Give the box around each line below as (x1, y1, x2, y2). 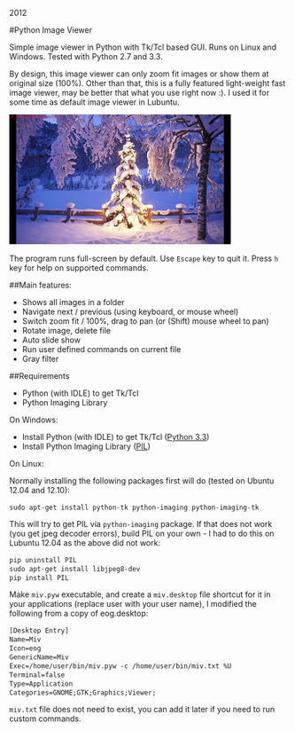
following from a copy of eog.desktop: (9, 608, 149, 618)
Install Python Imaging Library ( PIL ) (21, 441, 151, 452)
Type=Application (9, 680, 74, 688)
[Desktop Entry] (9, 626, 69, 635)
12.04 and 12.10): (9, 485, 71, 495)
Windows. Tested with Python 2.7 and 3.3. (9, 51, 163, 61)
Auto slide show (21, 334, 82, 345)
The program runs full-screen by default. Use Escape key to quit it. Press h (9, 253, 279, 263)
